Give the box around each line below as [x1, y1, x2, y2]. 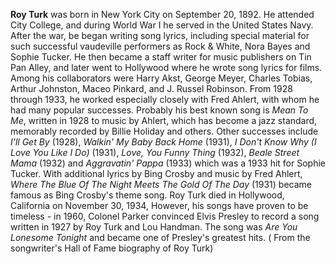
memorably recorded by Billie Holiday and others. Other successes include [10, 125, 319, 137]
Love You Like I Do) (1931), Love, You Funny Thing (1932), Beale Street [10, 147, 300, 158]
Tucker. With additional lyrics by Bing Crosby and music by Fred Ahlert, [10, 168, 303, 179]
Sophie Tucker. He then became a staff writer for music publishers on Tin [10, 51, 312, 63]
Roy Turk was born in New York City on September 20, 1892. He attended [10, 9, 315, 20]
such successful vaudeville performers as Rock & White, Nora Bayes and [10, 40, 311, 52]
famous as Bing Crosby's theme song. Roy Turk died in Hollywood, [10, 189, 285, 201]
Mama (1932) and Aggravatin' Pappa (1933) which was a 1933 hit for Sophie [10, 157, 326, 169]
